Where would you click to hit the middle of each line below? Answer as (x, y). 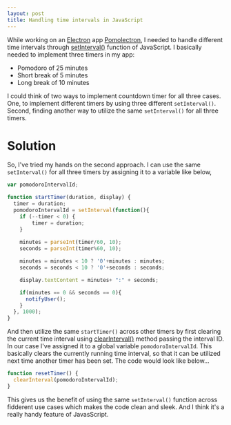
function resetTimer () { (43, 374)
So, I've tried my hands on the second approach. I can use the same (104, 165)
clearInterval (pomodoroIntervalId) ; (66, 380)
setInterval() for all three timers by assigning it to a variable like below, (110, 172)
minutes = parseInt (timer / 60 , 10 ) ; (71, 243)
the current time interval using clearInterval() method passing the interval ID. (115, 339)
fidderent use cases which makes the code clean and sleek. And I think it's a (116, 407)
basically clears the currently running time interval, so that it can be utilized (114, 354)
